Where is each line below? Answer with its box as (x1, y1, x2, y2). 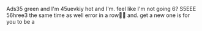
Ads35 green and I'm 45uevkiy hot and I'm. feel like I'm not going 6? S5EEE (6, 5, 196, 12)
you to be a (6, 18, 35, 25)
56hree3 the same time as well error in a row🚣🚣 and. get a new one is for (6, 12, 190, 19)
